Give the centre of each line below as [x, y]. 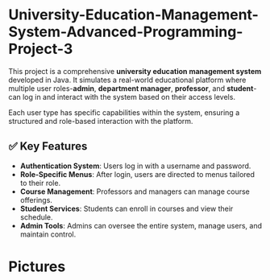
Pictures [37, 266]
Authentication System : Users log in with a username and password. [135, 166]
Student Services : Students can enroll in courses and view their [127, 208]
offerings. [36, 200]
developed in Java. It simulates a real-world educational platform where [127, 80]
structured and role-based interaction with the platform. [101, 121]
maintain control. [48, 234]
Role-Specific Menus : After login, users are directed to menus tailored [137, 174]
